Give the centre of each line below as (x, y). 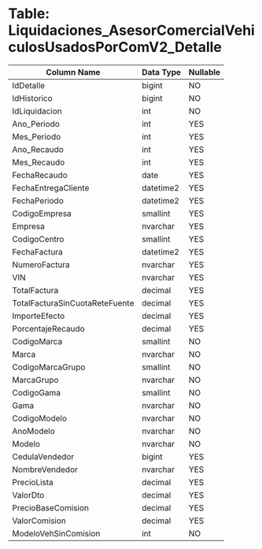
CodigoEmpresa (42, 213)
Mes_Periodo (37, 136)
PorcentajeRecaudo (48, 328)
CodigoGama (37, 392)
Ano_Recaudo (38, 149)
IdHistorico (32, 98)
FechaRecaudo (40, 175)
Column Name (73, 72)
